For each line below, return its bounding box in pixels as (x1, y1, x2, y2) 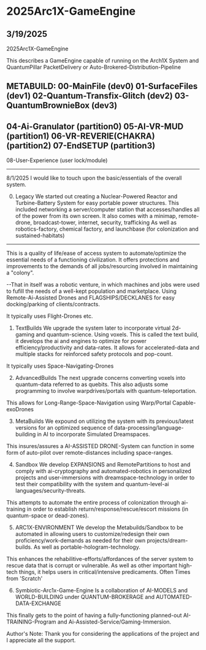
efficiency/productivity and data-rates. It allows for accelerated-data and (15, 344, 200, 351)
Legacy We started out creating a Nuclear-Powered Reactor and (15, 193, 178, 200)
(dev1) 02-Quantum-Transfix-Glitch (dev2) (6, 91, 173, 101)
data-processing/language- (114, 424, 184, 431)
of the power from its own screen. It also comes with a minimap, (15, 212, 178, 220)
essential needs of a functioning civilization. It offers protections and (6, 256, 180, 263)
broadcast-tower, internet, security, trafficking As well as (33, 219, 177, 226)
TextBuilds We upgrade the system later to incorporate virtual (15, 324, 170, 332)
